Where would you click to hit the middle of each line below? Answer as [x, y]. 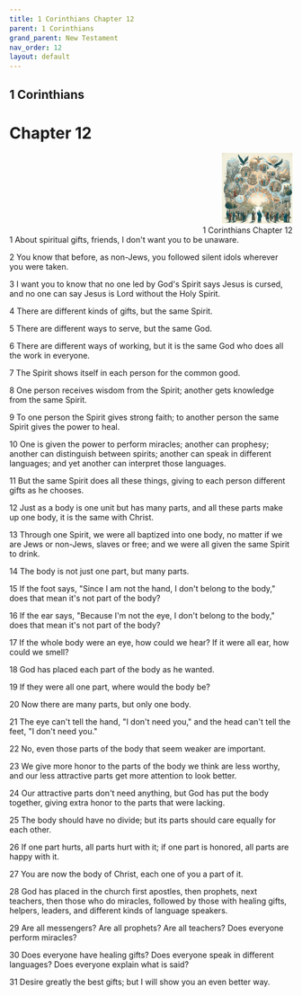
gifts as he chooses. [47, 491]
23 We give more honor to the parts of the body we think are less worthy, [145, 766]
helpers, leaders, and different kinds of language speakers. [119, 911]
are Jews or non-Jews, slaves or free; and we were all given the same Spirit [150, 545]
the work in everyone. [49, 356]
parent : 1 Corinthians [52, 28]
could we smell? [39, 653]
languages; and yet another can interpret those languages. [118, 464]
